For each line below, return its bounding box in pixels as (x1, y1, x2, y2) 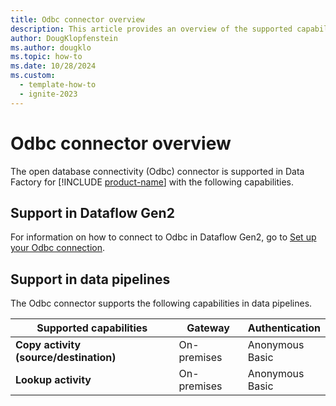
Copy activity (15, 338, 82, 352)
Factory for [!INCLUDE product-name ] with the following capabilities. (10, 176, 295, 188)
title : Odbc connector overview (10, 14, 145, 25)
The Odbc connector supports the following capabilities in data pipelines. (10, 297, 313, 310)
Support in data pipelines (10, 271, 171, 288)
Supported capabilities (36, 321, 148, 335)
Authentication (247, 321, 321, 335)
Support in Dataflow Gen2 (10, 204, 175, 221)
